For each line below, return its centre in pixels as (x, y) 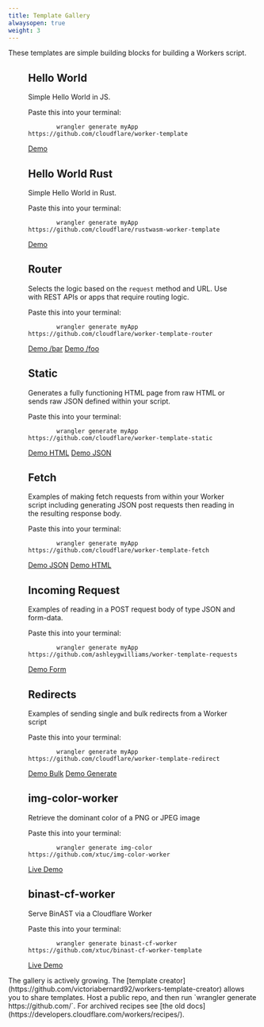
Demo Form (47, 670)
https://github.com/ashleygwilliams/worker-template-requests (133, 655)
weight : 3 (25, 30)
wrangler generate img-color (105, 847)
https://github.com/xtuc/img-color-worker (99, 855)
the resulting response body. (75, 514)
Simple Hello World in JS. (69, 97)
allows (234, 989)
